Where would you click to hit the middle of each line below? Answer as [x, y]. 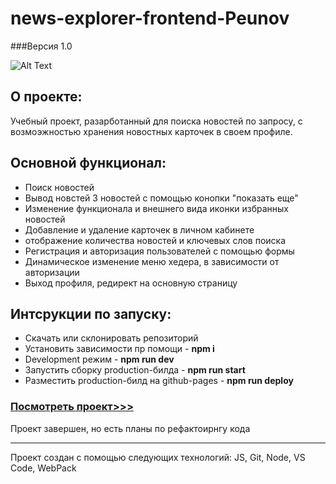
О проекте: [46, 97]
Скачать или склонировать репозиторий [111, 338]
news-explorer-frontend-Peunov [150, 18]
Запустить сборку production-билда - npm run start [135, 370]
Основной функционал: [88, 163]
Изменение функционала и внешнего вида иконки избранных [156, 208]
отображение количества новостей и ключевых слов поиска [155, 240]
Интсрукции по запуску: [91, 313]
